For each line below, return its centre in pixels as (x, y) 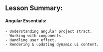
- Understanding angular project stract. (49, 31)
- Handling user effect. (31, 40)
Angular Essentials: (26, 21)
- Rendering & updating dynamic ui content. (52, 44)
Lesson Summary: (34, 8)
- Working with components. (34, 36)
